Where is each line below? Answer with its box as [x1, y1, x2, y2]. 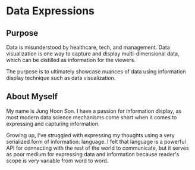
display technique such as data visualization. [6, 75, 116, 81]
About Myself [6, 91, 58, 102]
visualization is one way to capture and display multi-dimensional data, [6, 50, 180, 57]
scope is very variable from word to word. [6, 157, 109, 164]
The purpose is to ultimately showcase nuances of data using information [6, 68, 186, 75]
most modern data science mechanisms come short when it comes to [6, 113, 177, 120]
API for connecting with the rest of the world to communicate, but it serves [6, 144, 189, 152]
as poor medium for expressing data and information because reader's [6, 150, 180, 157]
